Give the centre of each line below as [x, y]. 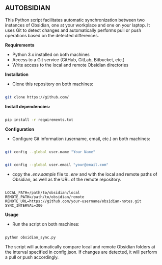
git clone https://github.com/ [37, 97]
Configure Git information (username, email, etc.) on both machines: [81, 139]
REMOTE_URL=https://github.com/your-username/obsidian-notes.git [73, 201]
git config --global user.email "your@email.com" [57, 165]
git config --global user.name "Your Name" [50, 152]
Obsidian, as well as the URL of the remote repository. [67, 180]
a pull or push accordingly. [32, 257]
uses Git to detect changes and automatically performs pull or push [73, 30]
